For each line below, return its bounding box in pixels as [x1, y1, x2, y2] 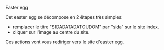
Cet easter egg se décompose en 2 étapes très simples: [5, 14, 123, 20]
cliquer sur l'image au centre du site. [12, 29, 90, 35]
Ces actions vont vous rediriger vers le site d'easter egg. [5, 39, 124, 45]
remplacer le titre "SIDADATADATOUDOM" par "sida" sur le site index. [12, 24, 159, 30]
